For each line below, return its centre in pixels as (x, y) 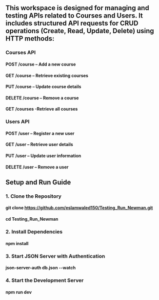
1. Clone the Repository (33, 196)
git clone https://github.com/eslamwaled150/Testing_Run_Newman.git (79, 208)
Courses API (21, 52)
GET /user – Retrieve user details (40, 144)
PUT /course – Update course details (43, 87)
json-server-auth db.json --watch (41, 268)
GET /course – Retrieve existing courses (47, 75)
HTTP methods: (30, 39)
